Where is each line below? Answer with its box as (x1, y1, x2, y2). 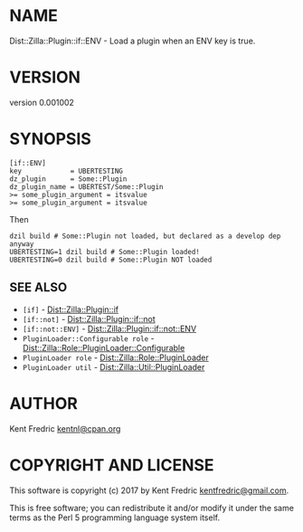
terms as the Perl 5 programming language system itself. (9, 512, 220, 523)
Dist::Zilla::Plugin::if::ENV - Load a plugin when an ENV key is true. (9, 35, 256, 46)
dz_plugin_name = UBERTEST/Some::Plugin (9, 182, 165, 191)
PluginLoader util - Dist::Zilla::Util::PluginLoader (22, 361, 205, 372)
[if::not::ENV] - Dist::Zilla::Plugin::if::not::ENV (22, 323, 197, 334)
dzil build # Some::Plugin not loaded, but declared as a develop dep (9, 232, 281, 241)
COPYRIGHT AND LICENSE (9, 454, 214, 475)
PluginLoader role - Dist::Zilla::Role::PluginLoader (22, 352, 210, 363)
